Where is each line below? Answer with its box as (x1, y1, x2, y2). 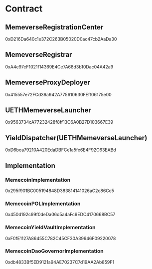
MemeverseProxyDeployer (5, 78, 91, 87)
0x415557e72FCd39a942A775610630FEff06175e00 (5, 91, 112, 97)
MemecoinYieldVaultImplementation (5, 224, 96, 231)
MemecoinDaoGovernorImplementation (5, 248, 104, 255)
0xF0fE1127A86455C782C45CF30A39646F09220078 (5, 235, 116, 241)
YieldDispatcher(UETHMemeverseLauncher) (5, 133, 148, 142)
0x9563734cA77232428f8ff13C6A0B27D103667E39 (5, 119, 114, 125)
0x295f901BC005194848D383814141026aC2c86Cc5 (5, 188, 115, 194)
